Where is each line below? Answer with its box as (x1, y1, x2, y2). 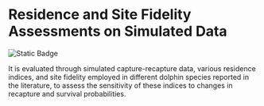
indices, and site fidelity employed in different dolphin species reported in (8, 72, 249, 81)
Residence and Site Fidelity (8, 6, 192, 24)
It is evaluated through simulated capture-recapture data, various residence (8, 63, 256, 73)
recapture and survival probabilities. (8, 89, 126, 98)
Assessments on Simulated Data (8, 22, 228, 40)
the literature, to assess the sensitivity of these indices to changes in (8, 81, 233, 90)
